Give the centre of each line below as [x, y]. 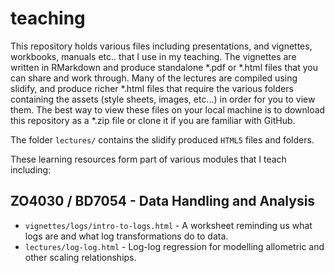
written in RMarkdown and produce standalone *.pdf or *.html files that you [164, 67]
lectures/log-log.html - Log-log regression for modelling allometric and [174, 246]
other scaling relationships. [80, 257]
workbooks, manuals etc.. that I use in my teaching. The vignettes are [153, 56]
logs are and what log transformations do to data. [126, 236]
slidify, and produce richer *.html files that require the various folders [152, 88]
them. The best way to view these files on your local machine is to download [168, 109]
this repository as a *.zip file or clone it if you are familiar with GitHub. [153, 120]
